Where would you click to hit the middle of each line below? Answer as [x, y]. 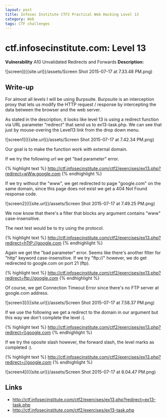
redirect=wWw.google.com [33, 174]
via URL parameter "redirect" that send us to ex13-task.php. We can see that [83, 125]
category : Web [20, 19]
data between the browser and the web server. [53, 110]
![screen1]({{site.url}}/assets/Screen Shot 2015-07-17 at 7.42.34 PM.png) [80, 139]
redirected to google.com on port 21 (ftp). [48, 263]
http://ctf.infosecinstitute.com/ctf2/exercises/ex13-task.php [73, 410]
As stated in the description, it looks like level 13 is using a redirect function [82, 119]
